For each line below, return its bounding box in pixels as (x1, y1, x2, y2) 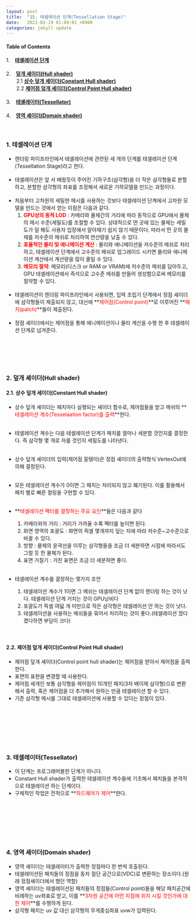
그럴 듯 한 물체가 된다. (23, 549, 74, 556)
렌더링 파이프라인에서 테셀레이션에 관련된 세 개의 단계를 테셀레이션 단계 (14, 155, 177, 162)
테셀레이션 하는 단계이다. (25, 782, 82, 789)
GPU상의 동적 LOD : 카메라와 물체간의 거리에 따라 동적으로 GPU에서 (23, 212, 178, 219)
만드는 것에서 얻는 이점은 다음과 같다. (25, 204, 110, 211)
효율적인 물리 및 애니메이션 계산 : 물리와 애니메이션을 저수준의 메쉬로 (23, 241, 178, 248)
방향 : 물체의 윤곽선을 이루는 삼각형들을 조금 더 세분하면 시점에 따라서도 (23, 542, 186, 549)
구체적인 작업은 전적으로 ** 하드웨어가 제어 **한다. (14, 789, 127, 797)
